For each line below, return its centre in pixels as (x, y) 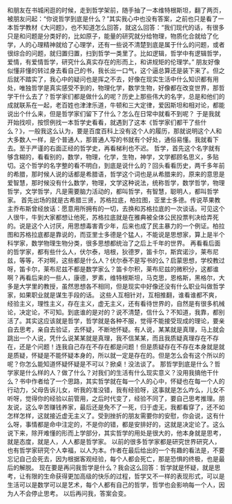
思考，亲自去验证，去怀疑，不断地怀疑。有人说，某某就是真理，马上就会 (122, 329)
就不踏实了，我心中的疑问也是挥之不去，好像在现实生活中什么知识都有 (113, 79)
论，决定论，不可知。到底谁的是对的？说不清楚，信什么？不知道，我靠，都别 (116, 312)
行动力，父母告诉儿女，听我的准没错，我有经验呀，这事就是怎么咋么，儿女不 (116, 390)
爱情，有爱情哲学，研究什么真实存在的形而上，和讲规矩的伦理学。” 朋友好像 (114, 62)
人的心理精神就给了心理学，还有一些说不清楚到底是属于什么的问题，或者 (122, 45)
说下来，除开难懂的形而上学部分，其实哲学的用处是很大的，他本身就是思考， (116, 433)
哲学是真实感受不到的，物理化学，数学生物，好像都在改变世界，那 (125, 88)
